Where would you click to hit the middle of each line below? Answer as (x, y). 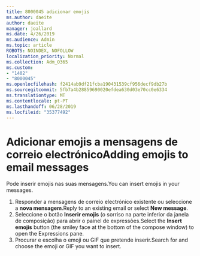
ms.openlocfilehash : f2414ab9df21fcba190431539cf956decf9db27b (87, 85)
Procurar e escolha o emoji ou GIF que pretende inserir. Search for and (101, 240)
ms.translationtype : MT (36, 95)
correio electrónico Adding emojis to (97, 154)
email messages (48, 167)
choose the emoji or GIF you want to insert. (68, 246)
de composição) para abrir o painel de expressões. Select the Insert (99, 221)
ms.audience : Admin (31, 40)
